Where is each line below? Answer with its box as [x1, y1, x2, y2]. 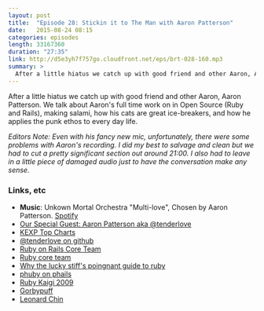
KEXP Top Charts [19, 227, 76, 236]
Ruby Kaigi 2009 [19, 277, 74, 287]
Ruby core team [19, 252, 71, 262]
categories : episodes [8, 33, 79, 42]
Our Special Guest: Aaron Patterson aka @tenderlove [19, 219, 192, 229]
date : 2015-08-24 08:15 [8, 26, 93, 34]
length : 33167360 [8, 41, 65, 49]
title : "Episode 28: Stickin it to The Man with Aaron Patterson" [8, 19, 234, 27]
